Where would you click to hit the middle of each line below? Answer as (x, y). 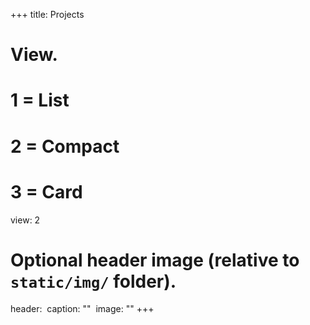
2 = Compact (65, 146)
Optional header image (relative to (155, 260)
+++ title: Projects (47, 14)
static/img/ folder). (93, 281)
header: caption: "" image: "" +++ (82, 309)
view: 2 (25, 220)
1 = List (40, 100)
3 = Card (46, 191)
